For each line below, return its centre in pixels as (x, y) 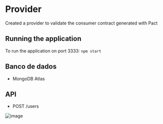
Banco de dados (31, 67)
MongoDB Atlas (29, 78)
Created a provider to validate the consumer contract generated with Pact (81, 23)
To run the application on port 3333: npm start (53, 50)
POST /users (26, 106)
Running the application (43, 39)
